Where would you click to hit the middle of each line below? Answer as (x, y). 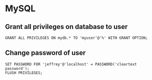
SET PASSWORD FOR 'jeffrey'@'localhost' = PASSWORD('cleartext (71, 64)
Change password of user (45, 53)
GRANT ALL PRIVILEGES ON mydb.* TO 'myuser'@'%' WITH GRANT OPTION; (76, 38)
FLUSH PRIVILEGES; (24, 73)
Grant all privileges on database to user (66, 27)
